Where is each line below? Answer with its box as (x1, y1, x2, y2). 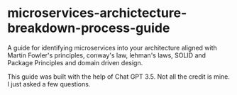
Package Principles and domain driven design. (7, 58, 143, 67)
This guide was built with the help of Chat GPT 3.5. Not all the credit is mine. (7, 72, 231, 81)
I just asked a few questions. (7, 79, 91, 88)
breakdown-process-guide (7, 20, 170, 36)
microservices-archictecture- (7, 5, 187, 21)
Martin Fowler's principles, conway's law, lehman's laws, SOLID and (7, 51, 206, 60)
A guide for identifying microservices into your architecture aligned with (7, 43, 218, 52)
